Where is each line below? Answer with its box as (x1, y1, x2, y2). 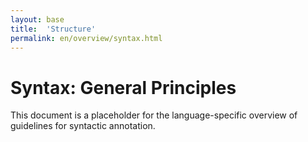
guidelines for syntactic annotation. (10, 120, 156, 132)
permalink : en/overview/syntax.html (10, 33, 163, 43)
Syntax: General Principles (10, 76, 237, 99)
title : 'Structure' (10, 24, 97, 34)
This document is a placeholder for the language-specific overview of (10, 109, 298, 121)
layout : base (10, 14, 65, 25)
